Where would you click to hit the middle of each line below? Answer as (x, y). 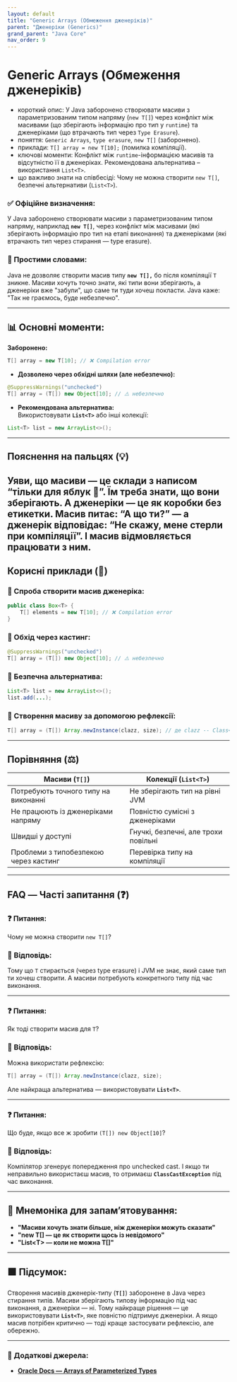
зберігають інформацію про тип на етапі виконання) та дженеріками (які (117, 234)
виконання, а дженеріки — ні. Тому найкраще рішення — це (98, 1308)
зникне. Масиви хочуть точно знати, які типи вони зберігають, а (104, 282)
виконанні (28, 800)
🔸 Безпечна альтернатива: (55, 676)
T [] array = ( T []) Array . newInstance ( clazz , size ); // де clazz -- (109, 731)
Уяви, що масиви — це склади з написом (102, 481)
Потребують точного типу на (61, 791)
